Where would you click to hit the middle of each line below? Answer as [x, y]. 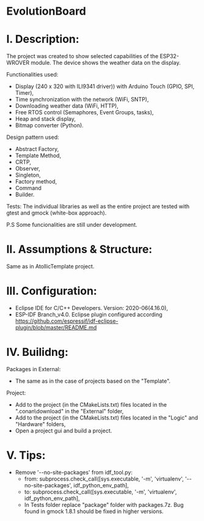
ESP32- [169, 56]
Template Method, [38, 156]
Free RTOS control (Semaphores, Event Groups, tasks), [84, 113]
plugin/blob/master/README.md [56, 327]
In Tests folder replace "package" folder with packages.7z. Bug [104, 504]
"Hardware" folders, [40, 424]
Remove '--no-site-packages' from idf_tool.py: [74, 472]
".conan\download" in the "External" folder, [69, 411]
